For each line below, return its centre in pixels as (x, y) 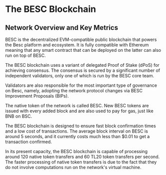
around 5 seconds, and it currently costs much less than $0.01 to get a (78, 136)
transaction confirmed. (29, 142)
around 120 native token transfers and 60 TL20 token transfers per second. (83, 157)
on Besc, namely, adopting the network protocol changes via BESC (74, 90)
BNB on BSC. (19, 116)
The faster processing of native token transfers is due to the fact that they (81, 162)
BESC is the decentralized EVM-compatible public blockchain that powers (81, 39)
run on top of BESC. (26, 55)
